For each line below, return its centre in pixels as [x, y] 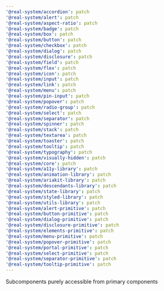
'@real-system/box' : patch [39, 34]
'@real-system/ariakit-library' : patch [56, 181]
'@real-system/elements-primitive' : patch [60, 231]
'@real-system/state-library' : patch [53, 191]
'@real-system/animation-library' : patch [58, 175]
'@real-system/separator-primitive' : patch [61, 259]
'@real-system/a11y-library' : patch [52, 169]
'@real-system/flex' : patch [41, 68]
